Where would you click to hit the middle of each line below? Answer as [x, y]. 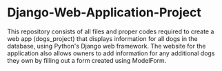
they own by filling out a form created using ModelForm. [87, 60]
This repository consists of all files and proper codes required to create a [111, 31]
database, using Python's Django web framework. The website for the [107, 46]
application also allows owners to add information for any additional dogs [111, 53]
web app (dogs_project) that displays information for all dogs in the [102, 38]
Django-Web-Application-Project [104, 13]
